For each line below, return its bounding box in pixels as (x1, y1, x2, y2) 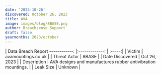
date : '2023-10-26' (5, 7, 46, 12)
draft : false (5, 30, 32, 35)
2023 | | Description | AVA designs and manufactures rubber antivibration (5, 59, 156, 65)
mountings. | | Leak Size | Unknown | (5, 64, 80, 70)
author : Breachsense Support (5, 26, 66, 31)
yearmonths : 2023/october (5, 35, 59, 40)
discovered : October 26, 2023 (5, 12, 68, 17)
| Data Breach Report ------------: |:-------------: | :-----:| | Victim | (5, 48, 143, 54)
